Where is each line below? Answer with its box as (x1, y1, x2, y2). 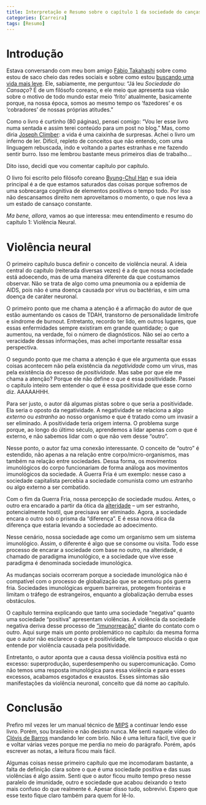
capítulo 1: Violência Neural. (6, 219, 77, 226)
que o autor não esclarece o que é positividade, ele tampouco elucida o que (6, 635, 199, 643)
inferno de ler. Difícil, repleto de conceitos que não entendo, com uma (6, 137, 183, 145)
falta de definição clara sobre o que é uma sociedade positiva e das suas (6, 766, 191, 773)
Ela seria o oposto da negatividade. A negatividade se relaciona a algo (6, 407, 184, 414)
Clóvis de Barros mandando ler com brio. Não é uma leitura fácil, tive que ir (6, 735, 196, 742)
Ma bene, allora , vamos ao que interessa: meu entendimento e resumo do (6, 212, 193, 219)
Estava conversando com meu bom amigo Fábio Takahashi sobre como (6, 67, 187, 74)
